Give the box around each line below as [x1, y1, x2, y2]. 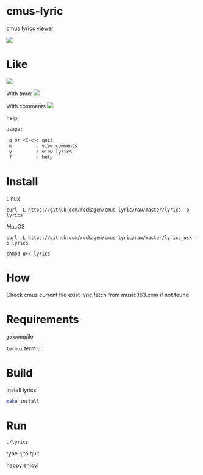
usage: [6, 126, 23, 132]
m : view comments [9, 142, 78, 149]
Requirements [6, 313, 79, 326]
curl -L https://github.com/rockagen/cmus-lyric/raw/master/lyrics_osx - [6, 235, 198, 241]
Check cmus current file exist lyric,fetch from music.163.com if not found [6, 292, 189, 299]
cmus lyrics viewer [6, 24, 54, 32]
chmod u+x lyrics [6, 251, 51, 257]
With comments [6, 102, 46, 109]
